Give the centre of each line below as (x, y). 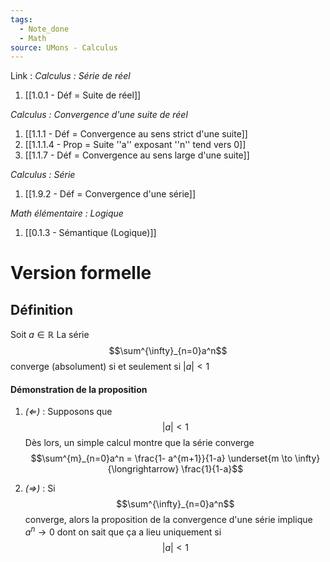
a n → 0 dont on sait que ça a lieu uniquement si (123, 531)
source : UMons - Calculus (64, 47)
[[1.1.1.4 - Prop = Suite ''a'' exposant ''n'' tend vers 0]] (135, 145)
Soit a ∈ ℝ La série (50, 335)
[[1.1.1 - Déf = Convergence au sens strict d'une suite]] (136, 134)
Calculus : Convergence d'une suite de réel (99, 115)
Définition (41, 309)
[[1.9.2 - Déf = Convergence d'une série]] (110, 194)
